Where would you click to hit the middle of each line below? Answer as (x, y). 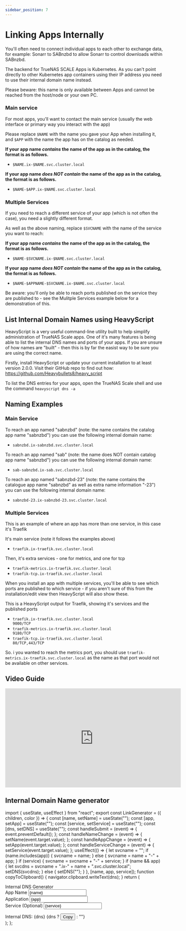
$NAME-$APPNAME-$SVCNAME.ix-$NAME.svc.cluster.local (69, 284)
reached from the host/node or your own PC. (52, 95)
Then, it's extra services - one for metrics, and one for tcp (65, 558)
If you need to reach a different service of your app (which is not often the (82, 213)
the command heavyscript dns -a (40, 389)
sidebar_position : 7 (27, 10)
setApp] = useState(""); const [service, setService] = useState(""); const (80, 823)
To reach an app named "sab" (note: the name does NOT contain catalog (81, 454)
